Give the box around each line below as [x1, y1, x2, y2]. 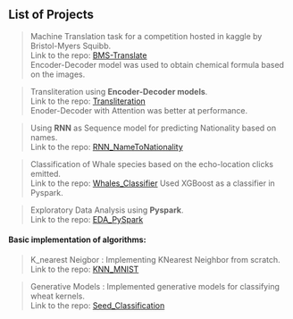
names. [29, 131, 58, 142]
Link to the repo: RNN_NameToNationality [29, 141, 184, 152]
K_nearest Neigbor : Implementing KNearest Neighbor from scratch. [29, 255, 280, 265]
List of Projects [8, 7, 95, 22]
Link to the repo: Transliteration [29, 96, 146, 106]
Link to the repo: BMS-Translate [29, 49, 147, 61]
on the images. [29, 69, 86, 80]
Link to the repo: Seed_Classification [29, 300, 165, 311]
